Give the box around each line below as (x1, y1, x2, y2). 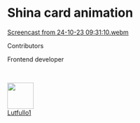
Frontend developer (7, 55, 64, 64)
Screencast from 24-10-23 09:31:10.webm (7, 28, 129, 36)
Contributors (7, 41, 44, 50)
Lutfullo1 (7, 108, 31, 117)
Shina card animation (7, 5, 134, 21)
